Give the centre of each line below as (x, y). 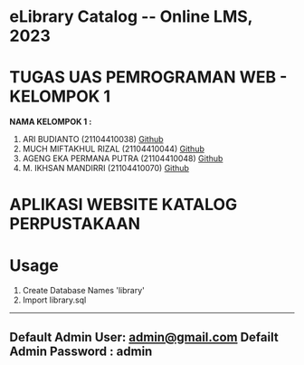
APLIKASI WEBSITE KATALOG (123, 205)
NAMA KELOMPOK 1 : (51, 122)
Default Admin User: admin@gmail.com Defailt (144, 337)
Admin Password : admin (81, 351)
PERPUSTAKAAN (75, 224)
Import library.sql (54, 300)
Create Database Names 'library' (83, 291)
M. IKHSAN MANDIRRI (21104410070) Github (106, 168)
